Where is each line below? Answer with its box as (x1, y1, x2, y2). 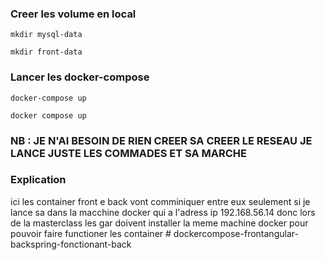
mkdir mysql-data (10, 30, 83, 40)
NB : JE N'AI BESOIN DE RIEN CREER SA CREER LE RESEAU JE (10, 133, 313, 147)
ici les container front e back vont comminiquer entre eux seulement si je (10, 195, 311, 207)
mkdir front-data (10, 47, 83, 57)
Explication (10, 173, 67, 187)
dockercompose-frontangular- (173, 227, 299, 239)
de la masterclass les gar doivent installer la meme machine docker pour (10, 217, 309, 229)
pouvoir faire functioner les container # (10, 227, 172, 239)
